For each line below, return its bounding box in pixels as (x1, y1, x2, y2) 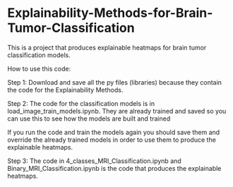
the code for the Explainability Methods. (7, 85, 124, 94)
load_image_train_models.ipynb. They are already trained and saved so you (7, 107, 227, 115)
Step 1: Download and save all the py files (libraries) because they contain (7, 78, 222, 86)
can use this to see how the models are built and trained (7, 114, 171, 123)
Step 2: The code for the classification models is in (7, 99, 155, 107)
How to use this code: (7, 64, 71, 73)
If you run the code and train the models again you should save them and (7, 128, 220, 136)
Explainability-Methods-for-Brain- (7, 5, 213, 21)
